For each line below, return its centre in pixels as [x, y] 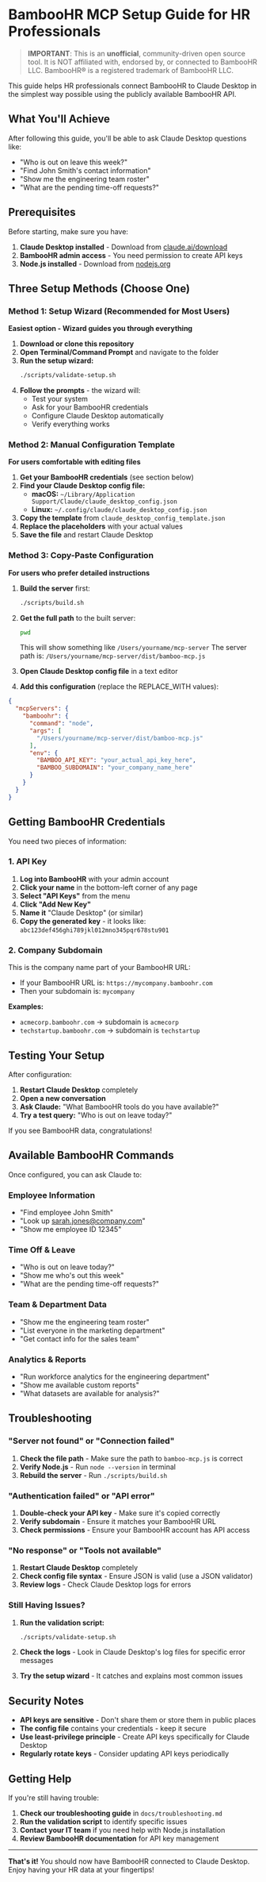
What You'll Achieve [59, 119]
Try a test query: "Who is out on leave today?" [96, 1115]
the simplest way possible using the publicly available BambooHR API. [122, 94]
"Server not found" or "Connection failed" [91, 1441]
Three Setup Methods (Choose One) [99, 289]
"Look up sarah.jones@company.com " [83, 1221]
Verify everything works [70, 424]
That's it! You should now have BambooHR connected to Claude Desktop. [129, 1861]
